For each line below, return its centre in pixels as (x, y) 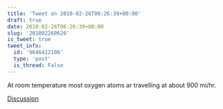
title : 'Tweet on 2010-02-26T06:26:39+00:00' (74, 14)
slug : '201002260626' (39, 33)
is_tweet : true (29, 40)
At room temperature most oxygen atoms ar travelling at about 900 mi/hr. (112, 85)
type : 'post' (32, 59)
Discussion (23, 99)
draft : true (24, 20)
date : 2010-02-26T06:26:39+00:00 (56, 26)
